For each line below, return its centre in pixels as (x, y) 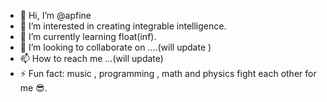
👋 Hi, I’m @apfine (55, 15)
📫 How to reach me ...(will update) (91, 58)
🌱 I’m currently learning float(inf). (88, 36)
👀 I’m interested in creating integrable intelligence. (123, 26)
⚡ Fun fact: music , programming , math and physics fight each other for (168, 73)
